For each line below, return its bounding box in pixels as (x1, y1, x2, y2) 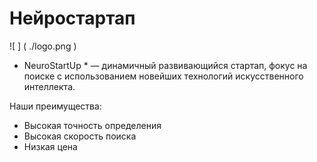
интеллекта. (23, 80, 76, 92)
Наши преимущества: (9, 100, 102, 112)
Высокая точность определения (23, 119, 162, 131)
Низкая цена (23, 140, 78, 152)
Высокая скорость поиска (23, 130, 137, 142)
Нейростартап (9, 7, 136, 30)
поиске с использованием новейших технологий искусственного (23, 70, 304, 82)
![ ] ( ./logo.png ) (9, 40, 77, 52)
